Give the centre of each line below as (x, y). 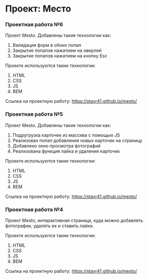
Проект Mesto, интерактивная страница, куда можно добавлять (74, 221)
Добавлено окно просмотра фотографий (56, 146)
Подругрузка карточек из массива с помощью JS (66, 135)
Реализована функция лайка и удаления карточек (66, 151)
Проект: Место (38, 9)
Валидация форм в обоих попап (47, 45)
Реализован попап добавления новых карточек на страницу (77, 140)
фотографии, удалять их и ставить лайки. (50, 226)
